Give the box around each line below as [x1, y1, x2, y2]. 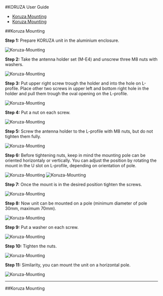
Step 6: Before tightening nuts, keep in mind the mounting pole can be [5, 153, 146, 158]
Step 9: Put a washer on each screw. [5, 225, 79, 230]
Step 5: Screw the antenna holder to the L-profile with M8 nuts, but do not [5, 128, 153, 134]
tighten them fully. [5, 134, 41, 139]
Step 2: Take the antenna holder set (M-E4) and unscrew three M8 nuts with [5, 56, 158, 62]
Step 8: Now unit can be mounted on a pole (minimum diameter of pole [5, 200, 147, 206]
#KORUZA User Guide [5, 4, 49, 10]
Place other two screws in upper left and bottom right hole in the [20, 86, 149, 91]
